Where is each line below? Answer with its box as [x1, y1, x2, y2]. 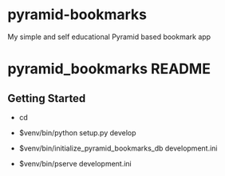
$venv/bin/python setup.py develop [18, 127, 136, 137]
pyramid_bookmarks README [7, 60, 211, 78]
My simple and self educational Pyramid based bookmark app [7, 32, 211, 41]
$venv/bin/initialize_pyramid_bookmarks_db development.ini [18, 143, 218, 153]
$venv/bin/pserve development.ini [18, 158, 132, 168]
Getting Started [7, 92, 86, 105]
